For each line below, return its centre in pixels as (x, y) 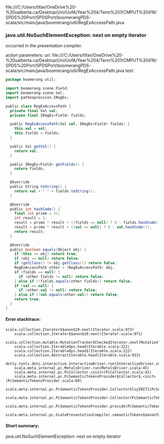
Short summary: (22, 425)
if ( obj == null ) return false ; (47, 259)
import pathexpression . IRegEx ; (37, 97)
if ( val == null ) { (34, 286)
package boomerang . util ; (31, 80)
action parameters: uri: (28, 55)
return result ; (30, 231)
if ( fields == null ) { (37, 272)
